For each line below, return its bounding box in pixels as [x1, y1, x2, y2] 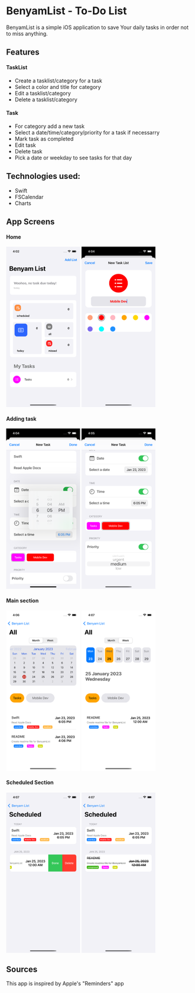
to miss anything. [6, 30, 48, 37]
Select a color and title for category [14, 83, 102, 90]
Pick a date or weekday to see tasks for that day [14, 154, 132, 161]
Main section [6, 597, 39, 604]
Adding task [6, 415, 37, 422]
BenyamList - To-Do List [6, 4, 127, 18]
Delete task [14, 148, 43, 155]
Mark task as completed [14, 135, 74, 142]
